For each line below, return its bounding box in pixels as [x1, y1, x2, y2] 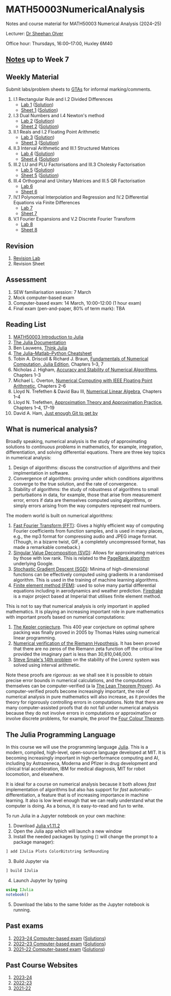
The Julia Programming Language [6, 730, 116, 739]
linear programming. [13, 635, 56, 641]
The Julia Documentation [13, 339, 66, 345]
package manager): [13, 839, 55, 845]
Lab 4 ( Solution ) [20, 151, 55, 157]
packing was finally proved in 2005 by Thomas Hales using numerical [13, 629, 160, 635]
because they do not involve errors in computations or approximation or [6, 710, 157, 716]
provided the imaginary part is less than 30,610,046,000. [13, 651, 132, 658]
